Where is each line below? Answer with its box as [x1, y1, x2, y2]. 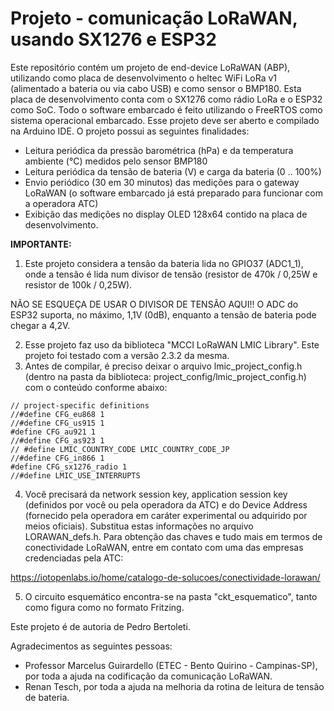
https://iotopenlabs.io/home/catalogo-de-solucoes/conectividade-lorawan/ [10, 571, 321, 583]
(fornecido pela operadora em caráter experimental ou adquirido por [24, 509, 308, 521]
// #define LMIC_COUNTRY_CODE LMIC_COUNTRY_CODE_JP [10, 444, 230, 454]
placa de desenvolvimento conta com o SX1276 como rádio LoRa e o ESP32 [10, 93, 323, 105]
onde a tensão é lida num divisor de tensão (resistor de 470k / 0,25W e [24, 268, 318, 280]
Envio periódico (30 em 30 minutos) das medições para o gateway [24, 176, 300, 188]
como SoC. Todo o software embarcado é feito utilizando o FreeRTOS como [10, 103, 323, 116]
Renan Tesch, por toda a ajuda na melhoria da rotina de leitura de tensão [24, 680, 325, 692]
